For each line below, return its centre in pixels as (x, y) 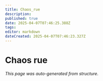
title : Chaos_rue (23, 9)
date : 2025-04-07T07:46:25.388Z (38, 23)
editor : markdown (23, 32)
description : (18, 14)
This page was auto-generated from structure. (52, 73)
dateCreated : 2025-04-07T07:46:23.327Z (45, 37)
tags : (10, 27)
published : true (21, 18)
